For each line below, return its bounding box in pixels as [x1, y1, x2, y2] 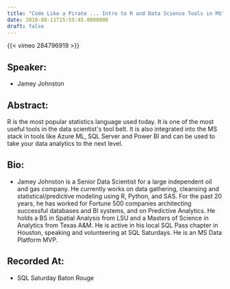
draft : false [7, 23, 44, 29]
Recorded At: [7, 255, 65, 267]
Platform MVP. [16, 236, 58, 244]
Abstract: [7, 99, 49, 111]
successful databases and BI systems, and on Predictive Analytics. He [16, 206, 216, 214]
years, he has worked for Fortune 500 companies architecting [16, 199, 192, 208]
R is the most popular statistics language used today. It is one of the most [7, 118, 214, 125]
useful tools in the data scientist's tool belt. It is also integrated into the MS [7, 125, 218, 133]
